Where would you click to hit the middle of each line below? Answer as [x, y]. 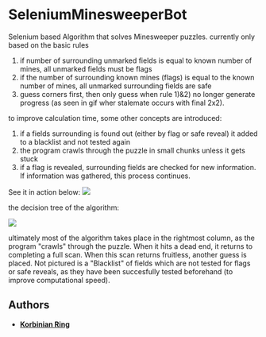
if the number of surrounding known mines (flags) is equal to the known [137, 77]
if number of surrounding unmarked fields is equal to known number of [136, 60]
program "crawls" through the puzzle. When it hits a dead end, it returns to [130, 246]
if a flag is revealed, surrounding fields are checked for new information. [138, 167]
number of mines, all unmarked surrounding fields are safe [116, 86]
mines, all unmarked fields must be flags [86, 68]
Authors [29, 305]
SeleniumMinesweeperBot [98, 15]
